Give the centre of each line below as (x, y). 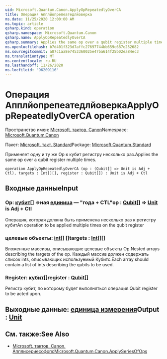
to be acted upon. (23, 294)
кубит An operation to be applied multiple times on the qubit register (75, 225)
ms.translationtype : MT (30, 56)
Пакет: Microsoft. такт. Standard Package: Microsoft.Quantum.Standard (78, 145)
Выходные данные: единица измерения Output (82, 309)
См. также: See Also (37, 334)
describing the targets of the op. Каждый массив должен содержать (77, 254)
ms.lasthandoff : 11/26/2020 (34, 65)
